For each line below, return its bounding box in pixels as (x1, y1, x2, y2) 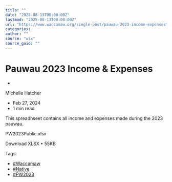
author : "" (5, 31, 29, 36)
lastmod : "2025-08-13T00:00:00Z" (5, 17, 77, 22)
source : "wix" (5, 36, 36, 42)
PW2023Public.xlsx (5, 130, 47, 136)
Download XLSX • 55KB (5, 140, 56, 147)
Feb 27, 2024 (12, 99, 41, 106)
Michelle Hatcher (5, 90, 41, 96)
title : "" (5, 7, 27, 13)
